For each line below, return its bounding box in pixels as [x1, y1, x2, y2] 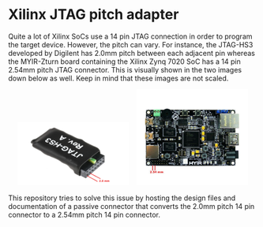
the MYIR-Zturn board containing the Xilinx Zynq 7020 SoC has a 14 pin [8, 57, 241, 66]
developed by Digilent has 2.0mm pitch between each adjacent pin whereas [8, 48, 255, 58]
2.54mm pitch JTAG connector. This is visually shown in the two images [8, 65, 242, 74]
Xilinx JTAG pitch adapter [8, 6, 179, 24]
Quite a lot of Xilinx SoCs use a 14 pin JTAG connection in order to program [8, 32, 253, 41]
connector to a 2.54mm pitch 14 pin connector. [8, 210, 160, 219]
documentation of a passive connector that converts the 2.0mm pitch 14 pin [8, 201, 255, 210]
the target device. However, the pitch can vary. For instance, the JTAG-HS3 [8, 39, 254, 49]
